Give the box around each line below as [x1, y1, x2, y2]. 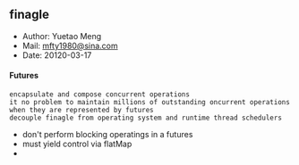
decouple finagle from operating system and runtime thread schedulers [9, 113, 282, 123]
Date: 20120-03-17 [21, 49, 92, 61]
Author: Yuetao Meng [21, 30, 102, 41]
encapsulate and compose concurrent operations [9, 90, 191, 99]
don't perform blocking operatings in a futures [21, 129, 193, 140]
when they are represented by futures [9, 106, 154, 115]
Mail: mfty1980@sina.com [21, 40, 118, 51]
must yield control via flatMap [21, 138, 132, 150]
